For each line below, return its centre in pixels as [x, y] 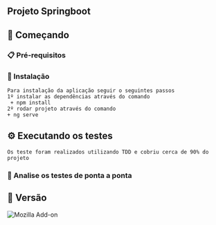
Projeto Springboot [49, 11]
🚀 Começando [38, 35]
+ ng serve [23, 115]
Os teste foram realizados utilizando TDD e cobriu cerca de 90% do [108, 152]
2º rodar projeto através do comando [62, 109]
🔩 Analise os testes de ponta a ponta [70, 175]
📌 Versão [27, 198]
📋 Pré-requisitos [36, 55]
